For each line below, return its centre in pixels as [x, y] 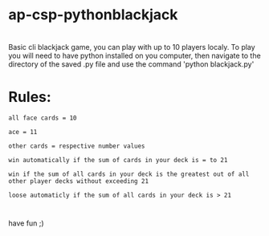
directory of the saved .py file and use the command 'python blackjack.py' [131, 64]
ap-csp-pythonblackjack [93, 15]
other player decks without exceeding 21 [79, 181]
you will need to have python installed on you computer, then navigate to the [134, 56]
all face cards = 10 [43, 118]
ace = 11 [23, 132]
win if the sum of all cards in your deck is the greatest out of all [129, 174]
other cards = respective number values [77, 146]
